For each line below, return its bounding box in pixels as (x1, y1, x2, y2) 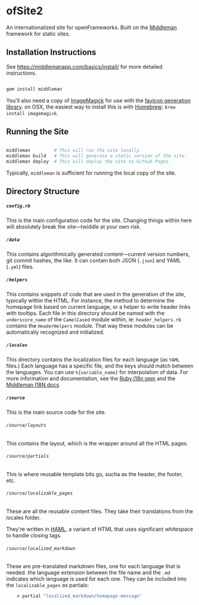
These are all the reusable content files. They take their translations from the (6, 508, 193, 515)
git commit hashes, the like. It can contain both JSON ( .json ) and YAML (6, 257, 181, 264)
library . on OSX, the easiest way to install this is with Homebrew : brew (6, 103, 176, 110)
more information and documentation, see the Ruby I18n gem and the (6, 375, 176, 382)
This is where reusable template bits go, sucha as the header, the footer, (6, 470, 183, 477)
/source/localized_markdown (6, 545, 76, 552)
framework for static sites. (6, 30, 71, 37)
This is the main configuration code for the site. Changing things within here (6, 217, 192, 224)
